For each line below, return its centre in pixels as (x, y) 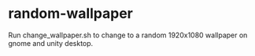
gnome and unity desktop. (51, 43)
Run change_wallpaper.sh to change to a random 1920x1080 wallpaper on (128, 35)
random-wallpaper (71, 14)
